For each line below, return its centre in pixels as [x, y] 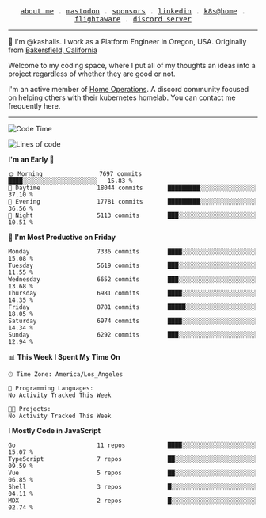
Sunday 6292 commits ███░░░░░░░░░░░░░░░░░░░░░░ [133, 335]
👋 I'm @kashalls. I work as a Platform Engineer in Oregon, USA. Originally [127, 42]
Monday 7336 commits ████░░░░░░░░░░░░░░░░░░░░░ [133, 252]
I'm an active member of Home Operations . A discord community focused [129, 89]
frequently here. [34, 106]
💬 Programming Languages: [51, 388]
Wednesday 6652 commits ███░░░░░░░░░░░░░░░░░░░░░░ [133, 280]
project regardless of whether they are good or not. [92, 74]
